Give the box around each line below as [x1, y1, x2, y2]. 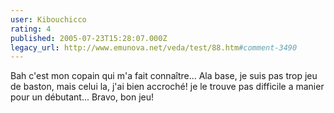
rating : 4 [10, 24, 52, 34]
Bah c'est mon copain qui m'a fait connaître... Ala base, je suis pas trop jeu [10, 70, 318, 82]
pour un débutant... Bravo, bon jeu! [10, 91, 155, 103]
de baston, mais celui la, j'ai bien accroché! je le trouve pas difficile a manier [10, 81, 325, 93]
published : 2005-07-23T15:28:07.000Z [10, 33, 168, 43]
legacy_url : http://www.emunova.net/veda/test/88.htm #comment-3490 [10, 42, 298, 53]
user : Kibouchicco [10, 14, 87, 25]
